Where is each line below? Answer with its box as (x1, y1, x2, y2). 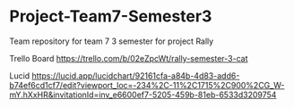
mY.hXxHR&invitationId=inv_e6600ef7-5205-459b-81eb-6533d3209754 (9, 89, 277, 100)
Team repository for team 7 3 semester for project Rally (9, 36, 214, 46)
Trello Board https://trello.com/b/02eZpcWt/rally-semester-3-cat (9, 53, 248, 63)
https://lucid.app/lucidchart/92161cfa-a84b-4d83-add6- (31, 70, 240, 81)
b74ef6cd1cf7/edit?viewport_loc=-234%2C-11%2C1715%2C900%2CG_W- (9, 79, 285, 90)
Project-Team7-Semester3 (9, 6, 212, 27)
